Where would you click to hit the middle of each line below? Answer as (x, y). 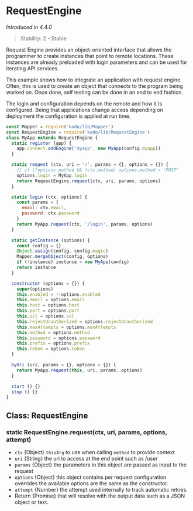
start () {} (26, 386)
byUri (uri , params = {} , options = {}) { (64, 365)
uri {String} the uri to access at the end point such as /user (86, 459)
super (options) (35, 289)
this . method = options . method (54, 332)
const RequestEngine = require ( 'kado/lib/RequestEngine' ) (78, 132)
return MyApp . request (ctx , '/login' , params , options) (85, 224)
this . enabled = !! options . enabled (58, 294)
